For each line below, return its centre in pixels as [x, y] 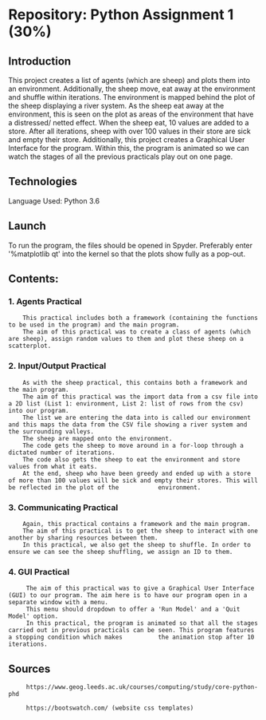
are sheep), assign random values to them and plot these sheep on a [126, 339]
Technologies [43, 182]
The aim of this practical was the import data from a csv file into [141, 397]
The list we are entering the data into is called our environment [137, 417]
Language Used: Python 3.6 [54, 200]
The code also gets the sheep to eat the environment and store [131, 459]
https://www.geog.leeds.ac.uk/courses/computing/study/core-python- [142, 687]
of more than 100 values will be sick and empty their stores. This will [133, 481]
